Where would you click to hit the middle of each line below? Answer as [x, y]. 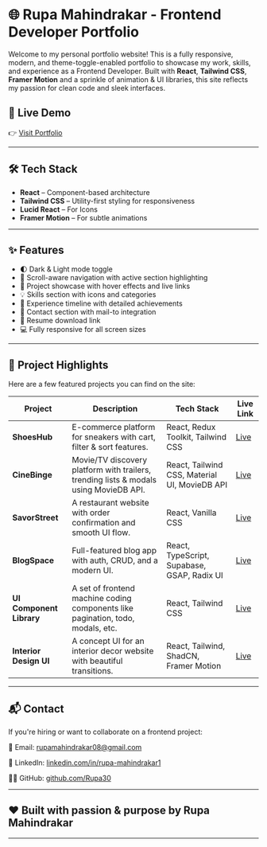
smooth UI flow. [101, 533]
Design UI [31, 661]
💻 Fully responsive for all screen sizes [83, 330]
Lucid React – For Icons [58, 209]
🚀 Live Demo [40, 113]
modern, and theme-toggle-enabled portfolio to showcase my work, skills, [130, 62]
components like [102, 608]
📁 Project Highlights [58, 365]
